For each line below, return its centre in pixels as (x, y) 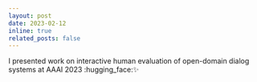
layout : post (30, 16)
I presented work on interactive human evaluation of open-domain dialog (129, 61)
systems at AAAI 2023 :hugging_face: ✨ (73, 70)
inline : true (30, 31)
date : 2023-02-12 (37, 23)
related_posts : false (45, 38)
